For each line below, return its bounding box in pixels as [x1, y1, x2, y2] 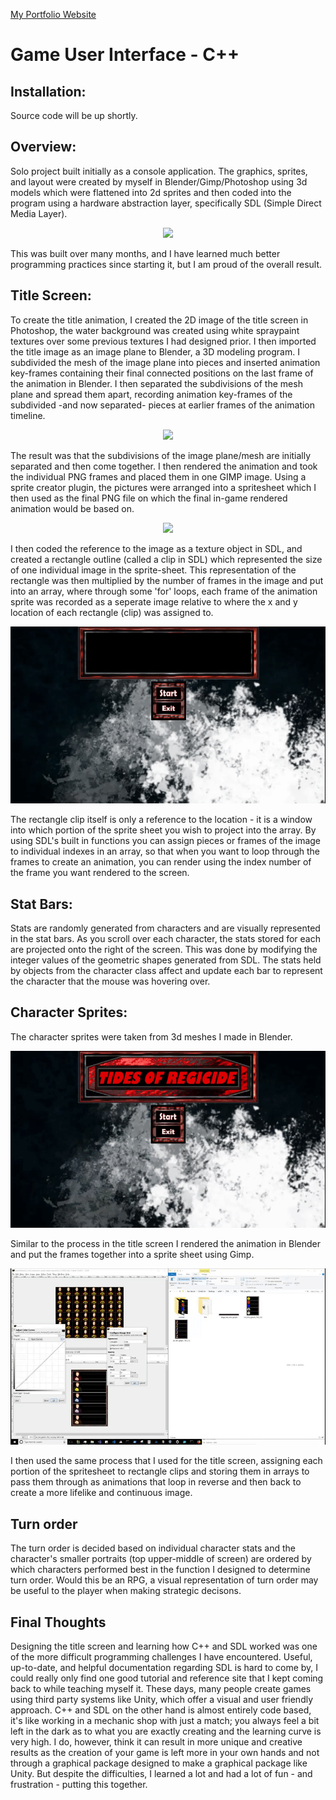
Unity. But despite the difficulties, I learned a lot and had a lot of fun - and [10, 1768, 313, 1780]
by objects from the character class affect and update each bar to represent [10, 964, 323, 976]
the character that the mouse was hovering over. [10, 975, 211, 987]
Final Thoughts [10, 1614, 107, 1631]
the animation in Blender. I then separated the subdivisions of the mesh [10, 377, 303, 389]
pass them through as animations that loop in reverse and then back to [10, 1476, 302, 1488]
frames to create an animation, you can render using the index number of [10, 856, 312, 868]
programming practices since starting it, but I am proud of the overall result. [10, 258, 323, 270]
